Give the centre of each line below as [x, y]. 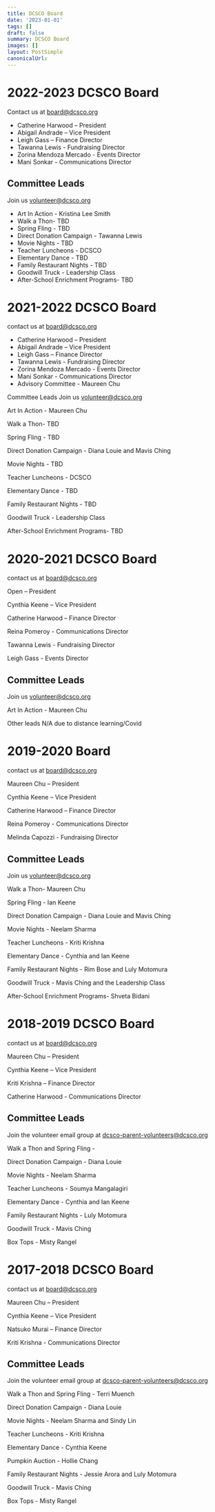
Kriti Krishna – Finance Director [51, 1083]
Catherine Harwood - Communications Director [74, 1096]
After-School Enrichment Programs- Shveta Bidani [79, 996]
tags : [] [20, 26]
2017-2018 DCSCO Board [80, 1269]
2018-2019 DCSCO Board [81, 1024]
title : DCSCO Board [35, 13]
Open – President [32, 592]
